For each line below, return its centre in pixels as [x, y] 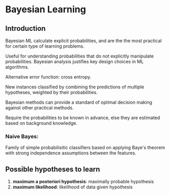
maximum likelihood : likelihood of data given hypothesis [73, 187]
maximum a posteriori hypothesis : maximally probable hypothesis [83, 182]
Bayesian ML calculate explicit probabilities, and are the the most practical [84, 41]
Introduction [26, 28]
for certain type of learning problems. [45, 46]
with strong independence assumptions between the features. [71, 153]
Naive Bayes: [22, 136]
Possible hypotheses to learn [53, 169]
